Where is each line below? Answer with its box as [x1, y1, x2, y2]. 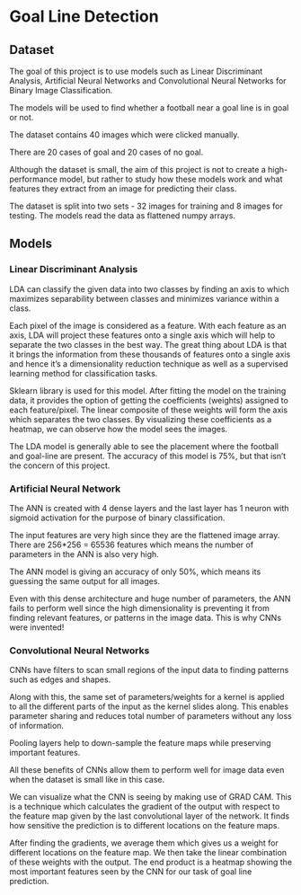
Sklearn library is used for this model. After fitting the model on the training [9, 385, 287, 396]
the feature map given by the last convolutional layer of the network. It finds [9, 811, 290, 821]
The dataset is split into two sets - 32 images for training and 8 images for [9, 200, 283, 211]
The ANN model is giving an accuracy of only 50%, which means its [9, 566, 261, 577]
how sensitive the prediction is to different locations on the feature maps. [9, 820, 280, 831]
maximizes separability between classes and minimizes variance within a [9, 293, 279, 304]
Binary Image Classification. [9, 85, 113, 95]
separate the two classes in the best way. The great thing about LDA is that [9, 339, 288, 350]
